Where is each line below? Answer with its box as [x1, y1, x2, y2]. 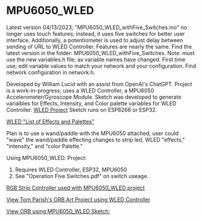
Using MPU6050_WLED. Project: [6, 154, 87, 161]
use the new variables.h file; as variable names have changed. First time [6, 56, 186, 63]
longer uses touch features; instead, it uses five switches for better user [6, 30, 185, 37]
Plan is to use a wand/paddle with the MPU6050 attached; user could [6, 130, 179, 137]
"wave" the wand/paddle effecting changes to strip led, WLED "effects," [6, 136, 185, 143]
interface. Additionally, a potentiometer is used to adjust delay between [6, 36, 183, 44]
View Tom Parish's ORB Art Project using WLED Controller [6, 196, 151, 203]
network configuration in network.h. [6, 68, 95, 76]
